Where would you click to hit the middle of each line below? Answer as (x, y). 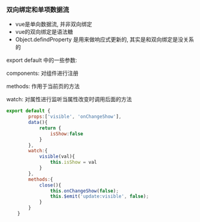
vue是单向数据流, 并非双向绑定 (54, 24)
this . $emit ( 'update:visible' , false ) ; (99, 197)
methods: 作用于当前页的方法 (43, 86)
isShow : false (67, 134)
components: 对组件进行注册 (43, 73)
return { (50, 128)
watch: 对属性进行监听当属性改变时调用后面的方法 (69, 99)
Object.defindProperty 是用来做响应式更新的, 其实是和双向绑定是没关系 (105, 40)
